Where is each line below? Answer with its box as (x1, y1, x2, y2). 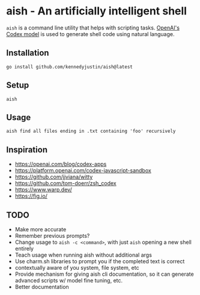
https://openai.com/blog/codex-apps (14, 160, 107, 168)
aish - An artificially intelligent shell (6, 4, 187, 18)
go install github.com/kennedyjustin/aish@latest (6, 64, 133, 70)
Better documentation (14, 284, 69, 290)
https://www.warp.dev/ (14, 186, 72, 193)
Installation (6, 48, 49, 58)
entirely (14, 245, 34, 252)
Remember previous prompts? (14, 233, 90, 239)
